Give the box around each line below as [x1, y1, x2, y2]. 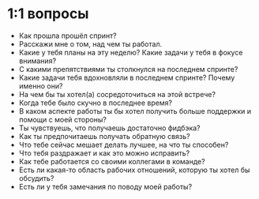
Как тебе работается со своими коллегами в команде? [18, 156, 206, 166]
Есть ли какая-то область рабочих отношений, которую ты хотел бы [18, 165, 250, 175]
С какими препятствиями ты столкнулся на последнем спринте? [18, 64, 238, 73]
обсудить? [18, 173, 54, 182]
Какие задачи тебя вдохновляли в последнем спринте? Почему [18, 73, 235, 82]
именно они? [18, 81, 63, 91]
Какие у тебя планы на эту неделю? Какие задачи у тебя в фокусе [18, 47, 243, 57]
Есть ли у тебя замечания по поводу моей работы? [18, 182, 193, 191]
